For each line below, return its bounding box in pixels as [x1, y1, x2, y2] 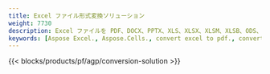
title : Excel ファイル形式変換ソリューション [8, 11, 145, 20]
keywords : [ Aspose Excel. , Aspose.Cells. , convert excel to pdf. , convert [8, 34, 264, 43]
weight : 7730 [8, 19, 52, 27]
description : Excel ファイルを [8, 27, 107, 35]
